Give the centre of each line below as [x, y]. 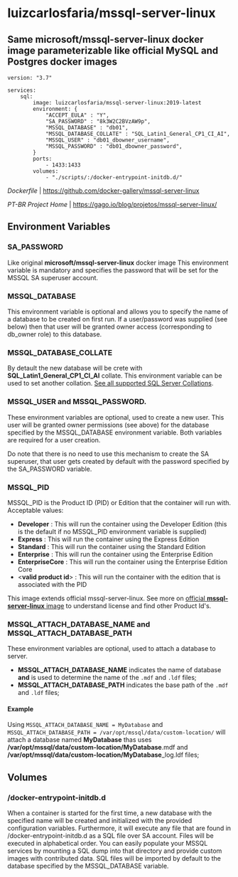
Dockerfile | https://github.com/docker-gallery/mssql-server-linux [104, 191]
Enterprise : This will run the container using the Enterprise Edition [115, 554]
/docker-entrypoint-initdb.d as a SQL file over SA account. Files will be [111, 836]
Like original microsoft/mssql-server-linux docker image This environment [118, 262]
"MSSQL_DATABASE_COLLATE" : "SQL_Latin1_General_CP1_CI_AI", [138, 134]
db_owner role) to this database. [55, 334]
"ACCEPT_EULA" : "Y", [77, 115]
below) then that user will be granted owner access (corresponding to [109, 326]
